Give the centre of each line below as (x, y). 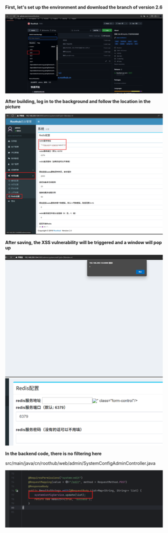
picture (13, 107)
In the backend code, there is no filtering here (53, 453)
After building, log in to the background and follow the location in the (78, 102)
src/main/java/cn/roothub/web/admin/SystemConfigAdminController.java (80, 463)
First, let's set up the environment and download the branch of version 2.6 (84, 7)
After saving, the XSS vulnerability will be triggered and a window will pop (83, 242)
